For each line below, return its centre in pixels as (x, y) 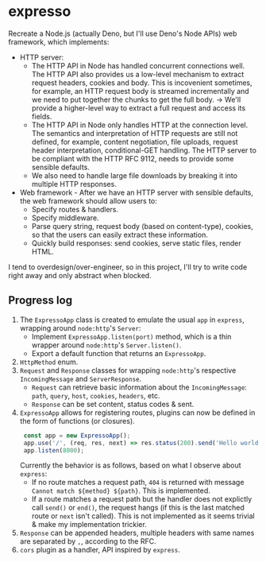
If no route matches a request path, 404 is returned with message (138, 483)
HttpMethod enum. (49, 362)
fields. (42, 116)
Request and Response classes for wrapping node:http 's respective (128, 370)
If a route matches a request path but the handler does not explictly (142, 499)
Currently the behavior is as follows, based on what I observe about (130, 465)
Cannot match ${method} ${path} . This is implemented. (121, 490)
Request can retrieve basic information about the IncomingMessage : (139, 387)
